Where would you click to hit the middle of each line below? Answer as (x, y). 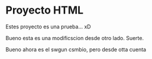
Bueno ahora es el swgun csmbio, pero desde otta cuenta (76, 49)
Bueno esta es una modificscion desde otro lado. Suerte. (75, 38)
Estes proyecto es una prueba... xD (48, 27)
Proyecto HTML (45, 10)
